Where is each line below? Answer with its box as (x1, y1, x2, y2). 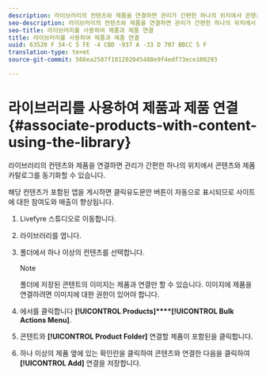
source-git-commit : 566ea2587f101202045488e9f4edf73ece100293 (8, 56, 218, 64)
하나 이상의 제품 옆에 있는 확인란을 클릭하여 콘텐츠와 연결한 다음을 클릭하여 (19, 348, 251, 358)
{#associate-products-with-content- (8, 116, 257, 134)
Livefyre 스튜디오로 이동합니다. (19, 214, 116, 223)
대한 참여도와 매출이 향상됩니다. (16, 197, 114, 206)
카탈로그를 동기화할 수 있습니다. (8, 170, 106, 180)
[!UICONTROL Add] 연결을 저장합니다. (19, 358, 142, 368)
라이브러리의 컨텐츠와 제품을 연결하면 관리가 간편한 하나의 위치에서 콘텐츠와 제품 (8, 160, 256, 170)
